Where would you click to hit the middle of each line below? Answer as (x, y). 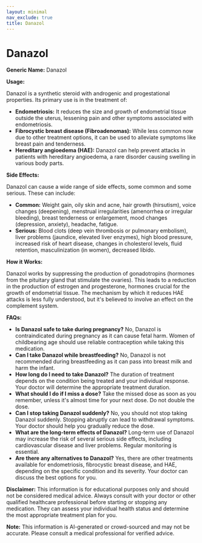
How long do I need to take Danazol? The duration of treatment (95, 374)
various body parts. (39, 163)
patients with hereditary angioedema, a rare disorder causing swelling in (105, 157)
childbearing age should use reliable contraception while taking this (99, 342)
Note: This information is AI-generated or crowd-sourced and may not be (98, 527)
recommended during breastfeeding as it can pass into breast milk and (103, 362)
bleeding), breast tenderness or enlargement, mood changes (91, 218)
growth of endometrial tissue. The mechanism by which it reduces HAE (95, 293)
